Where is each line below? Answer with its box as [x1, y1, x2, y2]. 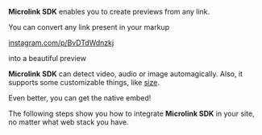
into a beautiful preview [8, 54, 87, 63]
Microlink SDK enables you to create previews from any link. [8, 7, 210, 16]
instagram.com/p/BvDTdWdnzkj [8, 38, 114, 47]
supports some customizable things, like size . [8, 78, 160, 87]
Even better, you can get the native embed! [8, 93, 152, 103]
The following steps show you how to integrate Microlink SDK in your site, [8, 108, 256, 118]
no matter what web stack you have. [8, 117, 129, 127]
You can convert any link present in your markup [8, 22, 170, 31]
